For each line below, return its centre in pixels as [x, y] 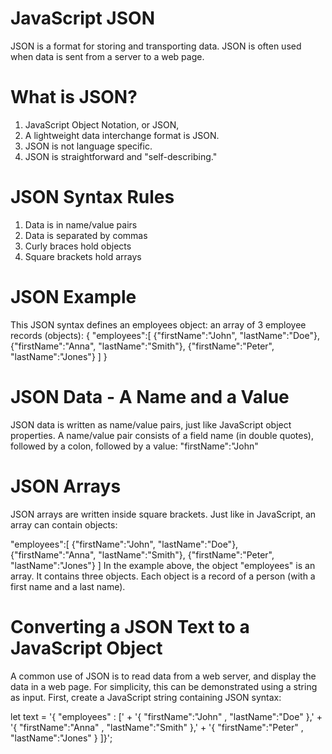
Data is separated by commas [86, 235]
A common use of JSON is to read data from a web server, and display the [163, 676]
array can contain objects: [64, 524]
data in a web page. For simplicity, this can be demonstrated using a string [164, 686]
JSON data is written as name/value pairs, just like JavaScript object [151, 424]
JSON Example [73, 297]
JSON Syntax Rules [92, 197]
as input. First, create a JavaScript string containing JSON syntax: [146, 697]
